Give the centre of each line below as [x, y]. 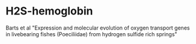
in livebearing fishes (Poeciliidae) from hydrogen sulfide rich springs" [92, 34]
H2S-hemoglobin [49, 11]
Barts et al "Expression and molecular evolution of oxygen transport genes [98, 28]
